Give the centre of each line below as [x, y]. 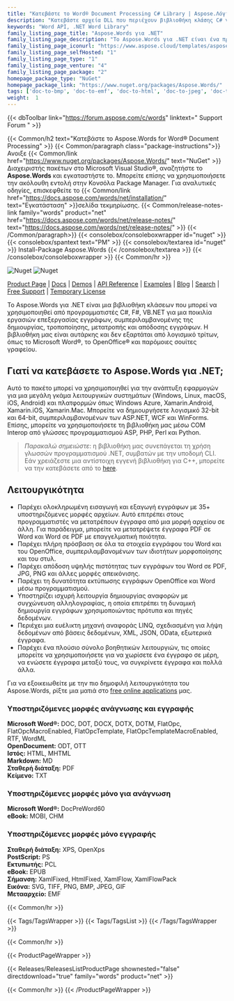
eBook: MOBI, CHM [36, 816]
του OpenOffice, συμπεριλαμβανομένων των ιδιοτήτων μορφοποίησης [119, 551]
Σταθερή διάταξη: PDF [41, 768]
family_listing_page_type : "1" [53, 59]
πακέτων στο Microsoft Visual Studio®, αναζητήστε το [125, 168]
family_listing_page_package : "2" [57, 72]
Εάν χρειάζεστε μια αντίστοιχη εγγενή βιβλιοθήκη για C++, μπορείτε [124, 460]
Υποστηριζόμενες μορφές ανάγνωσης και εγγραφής [100, 708]
